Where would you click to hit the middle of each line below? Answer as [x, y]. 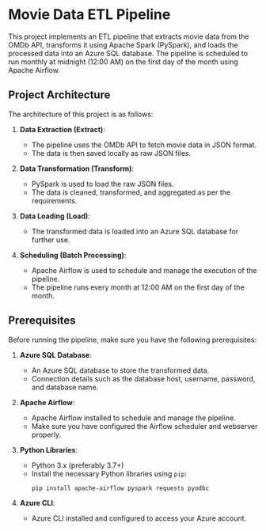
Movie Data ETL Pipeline [89, 15]
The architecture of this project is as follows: [81, 114]
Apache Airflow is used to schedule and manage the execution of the [144, 270]
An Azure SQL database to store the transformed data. [120, 370]
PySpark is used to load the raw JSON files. [103, 184]
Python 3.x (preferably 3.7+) [78, 465]
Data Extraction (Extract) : [62, 129]
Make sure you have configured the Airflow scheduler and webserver [144, 426]
